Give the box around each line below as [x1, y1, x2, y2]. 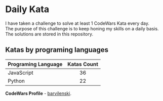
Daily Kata [5, 4, 50, 15]
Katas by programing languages [5, 45, 109, 54]
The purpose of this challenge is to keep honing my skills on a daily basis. [5, 25, 159, 31]
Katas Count [67, 61, 99, 68]
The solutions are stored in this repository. [5, 31, 94, 37]
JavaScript [8, 69, 34, 76]
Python [8, 77, 25, 84]
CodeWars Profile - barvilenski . [5, 90, 72, 96]
